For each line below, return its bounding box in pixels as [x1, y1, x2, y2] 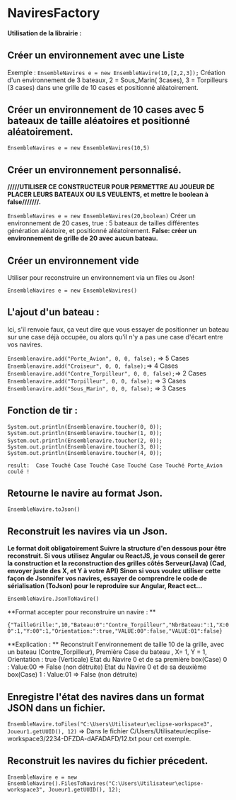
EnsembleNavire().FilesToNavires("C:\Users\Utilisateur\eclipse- [7, 779, 203, 787]
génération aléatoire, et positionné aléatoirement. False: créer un [7, 227, 197, 235]
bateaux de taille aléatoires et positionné [7, 115, 191, 127]
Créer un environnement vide [7, 254, 139, 266]
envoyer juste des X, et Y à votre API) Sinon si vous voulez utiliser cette [7, 567, 221, 575]
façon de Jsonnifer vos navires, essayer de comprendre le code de [7, 574, 207, 582]
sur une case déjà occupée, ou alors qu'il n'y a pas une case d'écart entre [7, 332, 224, 341]
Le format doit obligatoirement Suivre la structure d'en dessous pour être [7, 544, 227, 553]
